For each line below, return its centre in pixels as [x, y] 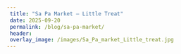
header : [21, 33]
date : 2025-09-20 [35, 20]
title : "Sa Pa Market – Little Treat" [67, 14]
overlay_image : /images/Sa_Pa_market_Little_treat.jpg [92, 40]
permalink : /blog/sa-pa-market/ [57, 27]
